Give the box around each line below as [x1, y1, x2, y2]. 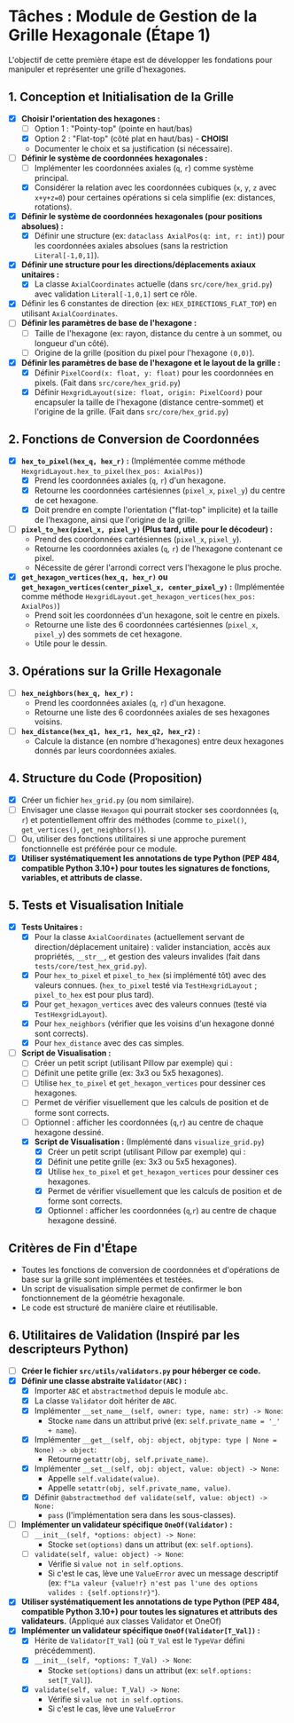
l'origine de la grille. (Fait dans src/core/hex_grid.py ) [34, 406, 229, 416]
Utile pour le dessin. [34, 638, 108, 649]
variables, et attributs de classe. [20, 873, 143, 882]
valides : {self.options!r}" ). [47, 1587, 160, 1598]
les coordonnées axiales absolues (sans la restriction [34, 241, 228, 251]
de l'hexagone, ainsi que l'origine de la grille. [34, 514, 198, 525]
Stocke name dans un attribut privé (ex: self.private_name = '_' [47, 1415, 281, 1426]
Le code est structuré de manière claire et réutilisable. [20, 1302, 219, 1313]
